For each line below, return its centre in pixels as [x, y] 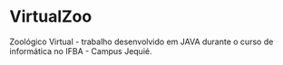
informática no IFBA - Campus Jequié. [81, 51]
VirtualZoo [51, 17]
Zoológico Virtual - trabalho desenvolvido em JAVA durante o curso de [141, 42]
